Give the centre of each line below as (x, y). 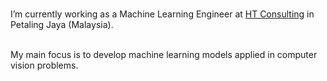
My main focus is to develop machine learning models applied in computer (164, 54)
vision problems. (44, 65)
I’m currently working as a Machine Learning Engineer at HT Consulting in (162, 14)
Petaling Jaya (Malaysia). (62, 24)
